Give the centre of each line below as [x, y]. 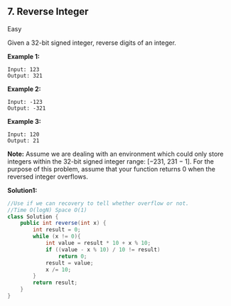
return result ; [55, 283]
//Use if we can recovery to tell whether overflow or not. [98, 203]
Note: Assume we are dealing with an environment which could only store [116, 154]
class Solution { [33, 216]
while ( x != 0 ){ [57, 237]
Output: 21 [23, 141]
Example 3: [24, 121]
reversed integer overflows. [48, 176]
